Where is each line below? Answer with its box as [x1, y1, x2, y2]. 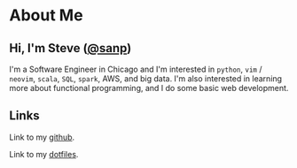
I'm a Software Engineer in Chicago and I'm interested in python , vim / [9, 64, 262, 74]
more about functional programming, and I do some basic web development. [9, 83, 289, 93]
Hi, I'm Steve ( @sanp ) [9, 41, 132, 56]
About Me [9, 5, 83, 26]
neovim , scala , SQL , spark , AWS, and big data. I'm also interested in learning [9, 73, 282, 84]
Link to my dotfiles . [9, 149, 79, 159]
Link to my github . [9, 132, 75, 142]
